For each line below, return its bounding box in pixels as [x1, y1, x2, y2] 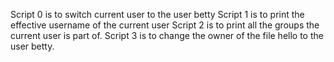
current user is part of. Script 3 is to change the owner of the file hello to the [10, 30, 324, 41]
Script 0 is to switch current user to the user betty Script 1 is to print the [10, 9, 305, 20]
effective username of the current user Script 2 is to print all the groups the [10, 19, 320, 31]
